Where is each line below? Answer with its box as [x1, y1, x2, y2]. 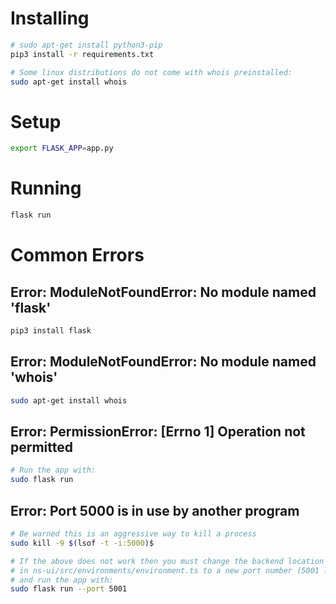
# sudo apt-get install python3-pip [10, 40, 163, 50]
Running [10, 177, 82, 200]
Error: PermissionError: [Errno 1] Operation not [10, 423, 306, 441]
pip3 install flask [10, 326, 92, 336]
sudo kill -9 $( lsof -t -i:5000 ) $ [10, 538, 155, 548]
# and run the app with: [10, 575, 114, 585]
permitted [10, 439, 74, 456]
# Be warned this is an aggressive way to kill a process [10, 529, 257, 539]
